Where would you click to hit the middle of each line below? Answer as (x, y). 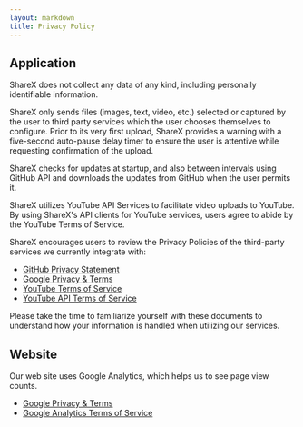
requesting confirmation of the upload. (82, 151)
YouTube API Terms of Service (80, 298)
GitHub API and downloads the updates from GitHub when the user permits (150, 178)
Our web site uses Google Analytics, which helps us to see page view (139, 376)
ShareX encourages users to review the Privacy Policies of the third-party (147, 243)
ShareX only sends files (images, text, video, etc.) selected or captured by (148, 112)
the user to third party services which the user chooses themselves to (140, 122)
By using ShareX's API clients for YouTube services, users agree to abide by (151, 215)
